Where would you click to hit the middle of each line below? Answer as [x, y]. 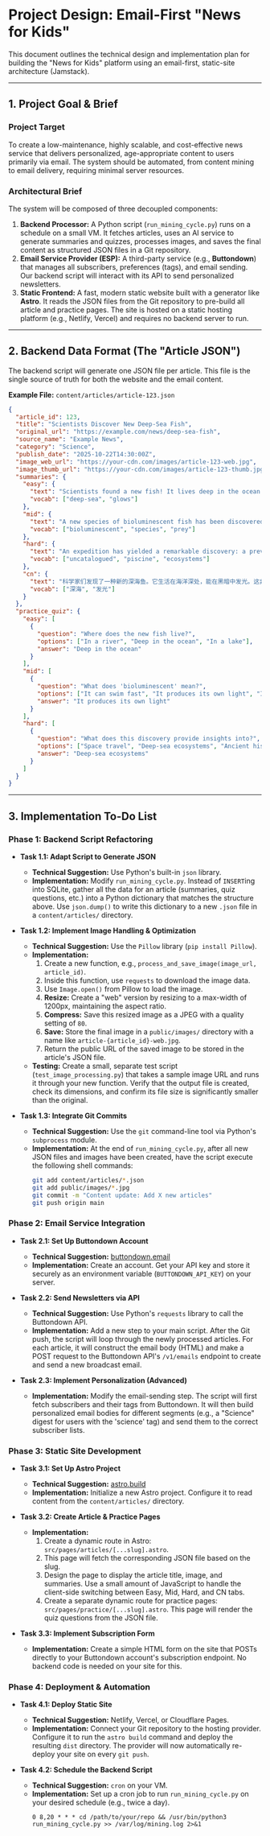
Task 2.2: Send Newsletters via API [80, 1298]
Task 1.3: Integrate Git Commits [73, 1116]
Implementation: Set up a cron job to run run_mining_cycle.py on [140, 1794]
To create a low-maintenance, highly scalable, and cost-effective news [126, 144]
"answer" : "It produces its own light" [104, 701]
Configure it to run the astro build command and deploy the [133, 1737]
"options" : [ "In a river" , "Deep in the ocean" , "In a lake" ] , [145, 642]
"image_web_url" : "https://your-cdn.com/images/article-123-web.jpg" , [136, 462]
